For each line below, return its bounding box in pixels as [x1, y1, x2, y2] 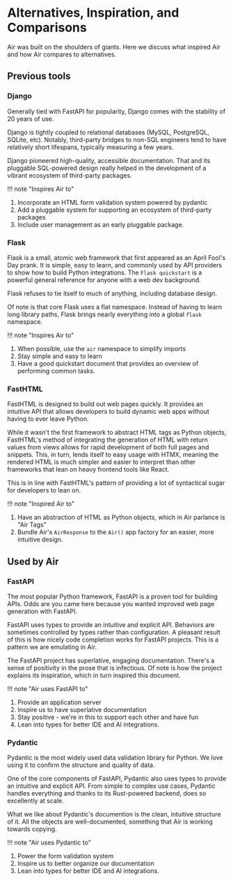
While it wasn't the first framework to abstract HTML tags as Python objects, [7, 428, 227, 437]
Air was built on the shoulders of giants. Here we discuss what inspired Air [7, 42, 220, 51]
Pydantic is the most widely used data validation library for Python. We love [7, 754, 224, 762]
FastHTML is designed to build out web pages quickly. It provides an [7, 400, 204, 408]
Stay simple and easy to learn [17, 352, 103, 360]
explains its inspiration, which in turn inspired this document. [7, 671, 181, 679]
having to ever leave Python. [7, 415, 89, 423]
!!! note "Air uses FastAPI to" [7, 684, 88, 693]
